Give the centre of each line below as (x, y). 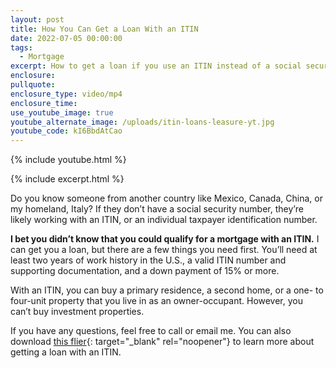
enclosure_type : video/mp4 (66, 94)
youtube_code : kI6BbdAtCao (66, 131)
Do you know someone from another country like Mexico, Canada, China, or (166, 198)
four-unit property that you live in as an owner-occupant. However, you (157, 301)
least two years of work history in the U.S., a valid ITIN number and (148, 260)
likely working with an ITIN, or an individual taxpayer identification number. (164, 220)
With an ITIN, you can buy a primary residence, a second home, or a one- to (167, 290)
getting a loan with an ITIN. (66, 352)
